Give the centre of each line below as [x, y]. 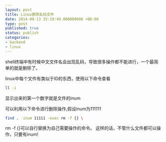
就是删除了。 [27, 68]
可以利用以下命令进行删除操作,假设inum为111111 [53, 109]
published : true [22, 28]
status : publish [22, 33]
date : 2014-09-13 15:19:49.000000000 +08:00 [52, 19]
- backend [15, 42]
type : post [16, 24]
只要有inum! [26, 135]
